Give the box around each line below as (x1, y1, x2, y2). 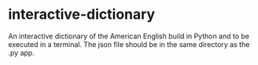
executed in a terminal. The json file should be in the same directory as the (8, 39, 250, 49)
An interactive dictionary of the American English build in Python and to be (8, 31, 250, 41)
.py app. (8, 48, 35, 57)
